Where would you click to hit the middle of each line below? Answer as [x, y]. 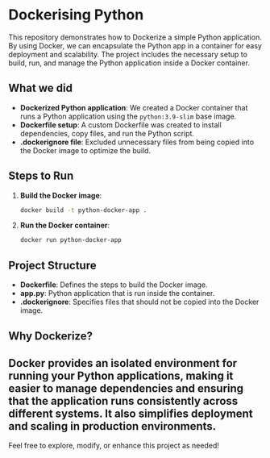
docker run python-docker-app [71, 240]
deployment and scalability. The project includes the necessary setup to [128, 54]
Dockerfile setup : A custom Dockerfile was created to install [120, 125]
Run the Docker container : [65, 225]
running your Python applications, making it [121, 375]
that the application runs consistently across [123, 401]
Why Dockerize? [50, 336]
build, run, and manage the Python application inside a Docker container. [129, 63]
